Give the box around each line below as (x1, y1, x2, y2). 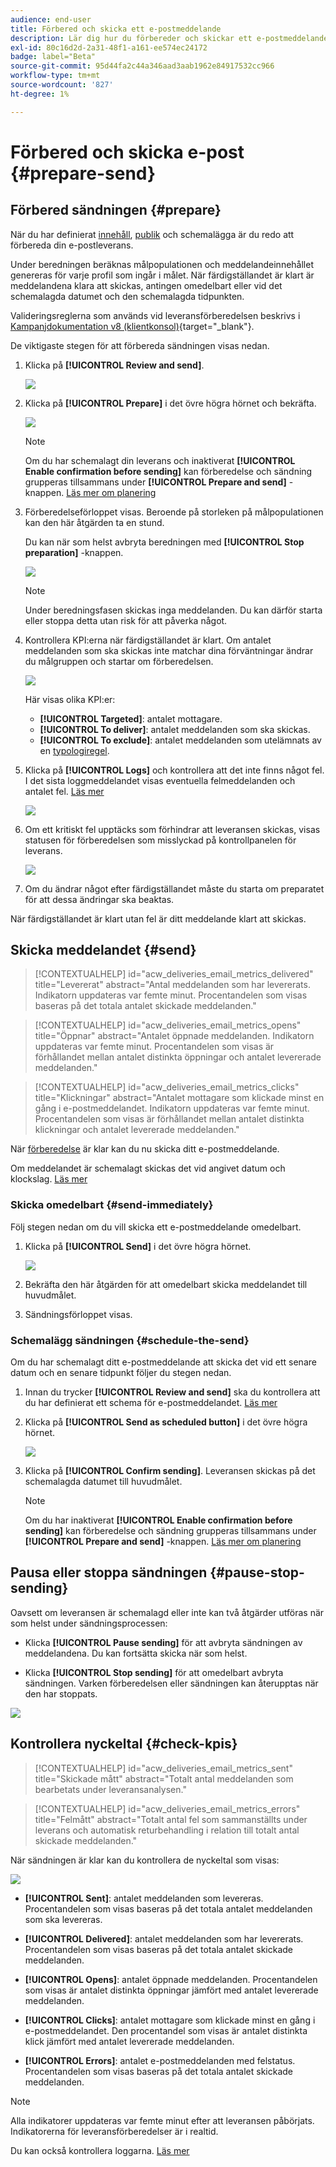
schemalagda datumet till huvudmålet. (24, 1476, 183, 1488)
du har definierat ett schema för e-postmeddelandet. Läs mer (24, 1397, 278, 1409)
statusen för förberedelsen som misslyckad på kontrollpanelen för (24, 834, 297, 846)
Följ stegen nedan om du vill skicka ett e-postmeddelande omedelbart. (10, 1221, 302, 1233)
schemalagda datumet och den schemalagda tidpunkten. (10, 290, 245, 302)
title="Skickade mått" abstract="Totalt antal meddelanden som (34, 1772, 294, 1785)
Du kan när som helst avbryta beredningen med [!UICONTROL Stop (24, 536, 305, 548)
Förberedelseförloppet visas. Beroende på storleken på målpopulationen (24, 506, 324, 518)
